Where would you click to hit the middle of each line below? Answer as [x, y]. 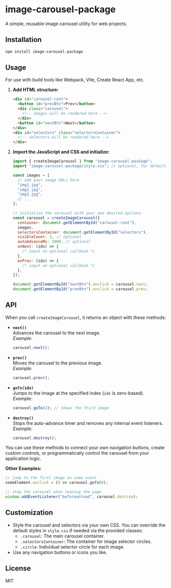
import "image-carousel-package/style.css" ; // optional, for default [89, 166]
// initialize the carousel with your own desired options [77, 213]
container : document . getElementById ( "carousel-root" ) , [77, 222]
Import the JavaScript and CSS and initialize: [61, 152]
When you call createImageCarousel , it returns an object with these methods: [86, 317]
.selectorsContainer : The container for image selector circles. [86, 541]
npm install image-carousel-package [44, 52]
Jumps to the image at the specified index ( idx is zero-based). [78, 393]
